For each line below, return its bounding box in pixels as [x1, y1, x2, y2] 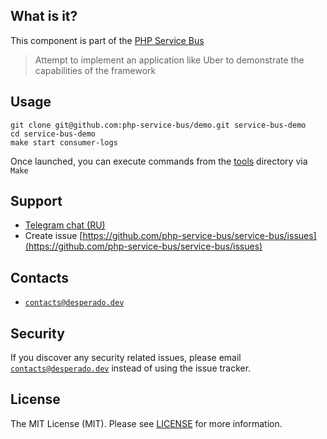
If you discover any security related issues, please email [10, 352, 242, 364]
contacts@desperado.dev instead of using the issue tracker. [10, 362, 252, 374]
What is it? [10, 8, 78, 25]
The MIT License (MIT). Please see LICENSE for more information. [10, 417, 283, 429]
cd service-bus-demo [10, 129, 97, 139]
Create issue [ [24, 230, 83, 242]
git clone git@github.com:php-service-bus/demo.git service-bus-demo [10, 120, 307, 130]
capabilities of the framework [34, 64, 157, 76]
